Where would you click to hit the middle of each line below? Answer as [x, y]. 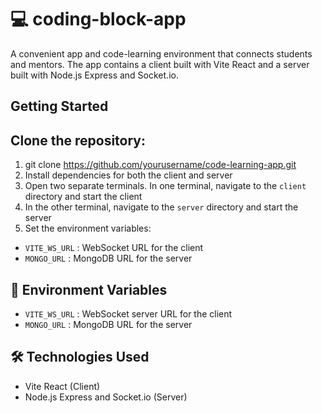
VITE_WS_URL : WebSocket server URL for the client [128, 313]
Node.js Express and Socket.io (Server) [106, 397]
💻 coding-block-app [98, 19]
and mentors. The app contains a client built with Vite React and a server [160, 64]
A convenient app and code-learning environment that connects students [161, 53]
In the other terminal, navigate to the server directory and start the [161, 207]
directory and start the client [83, 197]
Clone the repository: [78, 140]
